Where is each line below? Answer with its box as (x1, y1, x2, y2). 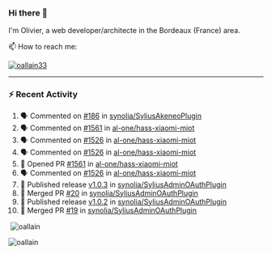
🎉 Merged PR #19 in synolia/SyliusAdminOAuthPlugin (19, 205, 197, 215)
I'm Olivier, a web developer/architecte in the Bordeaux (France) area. (8, 26, 240, 36)
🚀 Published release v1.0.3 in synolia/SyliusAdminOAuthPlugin (19, 180, 227, 189)
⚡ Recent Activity (8, 89, 79, 100)
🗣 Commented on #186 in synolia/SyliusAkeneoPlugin (19, 111, 202, 121)
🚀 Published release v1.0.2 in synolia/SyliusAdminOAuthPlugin (19, 197, 227, 206)
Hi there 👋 (8, 7, 49, 19)
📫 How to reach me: (8, 42, 78, 52)
